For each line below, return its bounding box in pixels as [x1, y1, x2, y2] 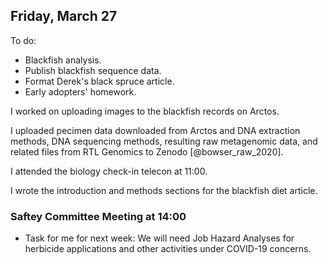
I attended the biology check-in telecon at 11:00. [10, 165, 208, 177]
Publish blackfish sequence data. [24, 64, 162, 76]
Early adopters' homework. [24, 85, 137, 98]
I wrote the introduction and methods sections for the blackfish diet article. [10, 184, 318, 196]
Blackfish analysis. [24, 54, 102, 66]
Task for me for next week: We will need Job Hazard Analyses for [24, 232, 295, 244]
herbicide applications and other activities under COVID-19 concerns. [24, 243, 312, 255]
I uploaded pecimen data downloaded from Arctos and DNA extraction [10, 124, 301, 136]
